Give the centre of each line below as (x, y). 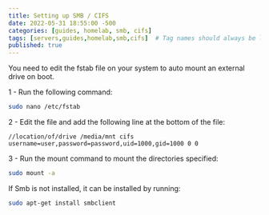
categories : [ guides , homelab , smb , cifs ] (80, 30)
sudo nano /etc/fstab (44, 107)
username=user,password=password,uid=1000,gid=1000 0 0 (103, 144)
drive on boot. (31, 77)
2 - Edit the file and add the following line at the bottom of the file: (117, 122)
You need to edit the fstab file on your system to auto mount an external (127, 68)
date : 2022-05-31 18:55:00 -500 (62, 23)
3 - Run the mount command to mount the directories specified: (113, 158)
